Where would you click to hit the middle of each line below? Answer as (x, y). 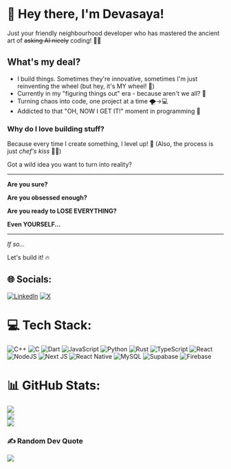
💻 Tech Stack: (49, 325)
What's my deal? (44, 62)
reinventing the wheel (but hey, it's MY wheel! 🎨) (86, 86)
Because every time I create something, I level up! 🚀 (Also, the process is (110, 144)
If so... (16, 244)
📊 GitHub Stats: (54, 385)
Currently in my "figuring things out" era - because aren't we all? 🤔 (111, 93)
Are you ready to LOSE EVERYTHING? (62, 211)
